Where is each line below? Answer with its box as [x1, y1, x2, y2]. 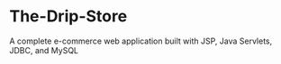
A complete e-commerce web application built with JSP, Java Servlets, [9, 36, 273, 46]
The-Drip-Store [9, 6, 128, 27]
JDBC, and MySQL [9, 44, 79, 55]
